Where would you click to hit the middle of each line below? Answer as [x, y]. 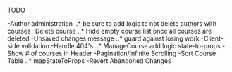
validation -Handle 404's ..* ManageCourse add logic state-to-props [121, 46]
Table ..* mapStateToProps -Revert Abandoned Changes [89, 61]
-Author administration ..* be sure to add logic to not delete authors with [112, 23]
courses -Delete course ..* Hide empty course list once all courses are [110, 31]
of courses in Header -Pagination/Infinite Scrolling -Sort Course [123, 53]
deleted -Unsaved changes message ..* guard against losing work [103, 38]
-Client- [212, 38]
